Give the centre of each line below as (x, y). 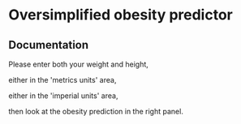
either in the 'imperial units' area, (63, 96)
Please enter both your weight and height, (78, 64)
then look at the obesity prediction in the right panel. (96, 111)
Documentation (49, 45)
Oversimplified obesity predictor (120, 15)
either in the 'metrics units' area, (62, 80)
